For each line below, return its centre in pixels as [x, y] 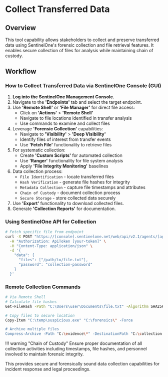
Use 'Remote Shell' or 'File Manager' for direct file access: [73, 107]
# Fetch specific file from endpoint [44, 232]
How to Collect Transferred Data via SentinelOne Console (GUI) [83, 86]
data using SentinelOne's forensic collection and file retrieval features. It [79, 45]
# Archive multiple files [32, 329]
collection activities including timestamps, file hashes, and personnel [76, 349]
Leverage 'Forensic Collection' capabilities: [58, 128]
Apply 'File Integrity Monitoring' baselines [64, 166]
